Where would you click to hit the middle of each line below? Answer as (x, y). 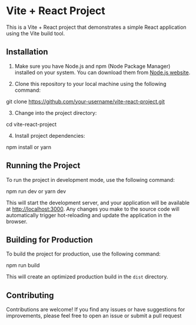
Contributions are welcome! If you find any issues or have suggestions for (96, 310)
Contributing (30, 295)
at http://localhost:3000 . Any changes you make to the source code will (93, 209)
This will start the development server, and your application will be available (98, 203)
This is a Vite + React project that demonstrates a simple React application (96, 27)
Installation (27, 52)
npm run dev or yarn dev (36, 191)
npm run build (23, 266)
